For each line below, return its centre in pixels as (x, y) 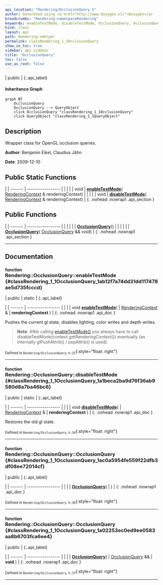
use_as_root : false (25, 64)
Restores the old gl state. (30, 422)
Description (23, 131)
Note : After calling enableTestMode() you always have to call (78, 331)
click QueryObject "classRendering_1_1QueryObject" (67, 117)
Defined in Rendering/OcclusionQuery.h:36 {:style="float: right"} (61, 502)
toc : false (16, 59)
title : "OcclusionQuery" (30, 55)
